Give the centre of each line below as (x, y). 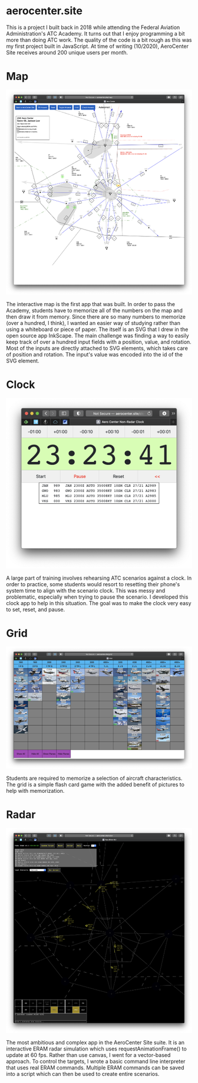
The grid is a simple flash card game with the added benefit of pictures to (95, 784)
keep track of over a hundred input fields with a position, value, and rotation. (99, 342)
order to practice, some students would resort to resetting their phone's (93, 584)
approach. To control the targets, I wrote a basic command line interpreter (96, 1061)
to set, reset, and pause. (36, 609)
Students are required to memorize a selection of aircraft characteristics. (94, 778)
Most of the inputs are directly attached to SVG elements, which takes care (97, 348)
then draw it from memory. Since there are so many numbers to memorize (96, 316)
